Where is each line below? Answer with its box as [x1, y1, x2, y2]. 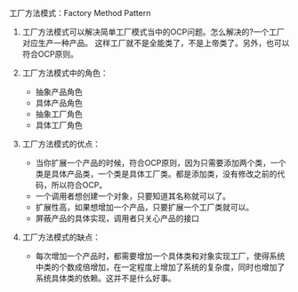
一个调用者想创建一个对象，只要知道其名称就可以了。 [35, 191, 231, 201]
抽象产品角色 [35, 87, 83, 97]
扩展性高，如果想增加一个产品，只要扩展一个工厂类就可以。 [35, 202, 254, 212]
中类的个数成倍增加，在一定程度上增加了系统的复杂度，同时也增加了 [35, 262, 286, 272]
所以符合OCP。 [51, 180, 108, 190]
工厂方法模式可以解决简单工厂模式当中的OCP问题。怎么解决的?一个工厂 [21, 27, 285, 37]
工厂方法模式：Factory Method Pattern [9, 8, 151, 18]
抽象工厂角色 [35, 109, 83, 119]
